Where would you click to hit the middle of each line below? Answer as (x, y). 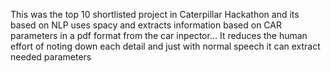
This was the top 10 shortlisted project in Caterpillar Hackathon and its (155, 14)
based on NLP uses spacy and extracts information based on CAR (146, 25)
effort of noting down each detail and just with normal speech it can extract (165, 46)
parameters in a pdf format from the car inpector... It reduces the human (159, 35)
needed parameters (51, 57)
